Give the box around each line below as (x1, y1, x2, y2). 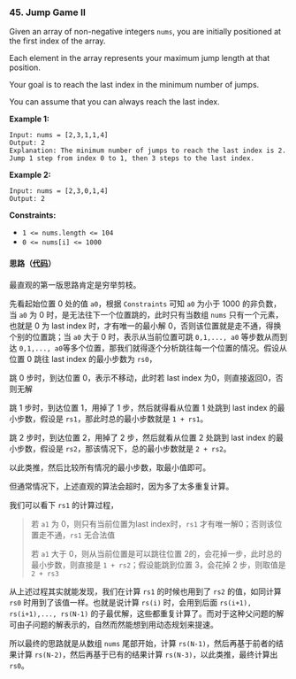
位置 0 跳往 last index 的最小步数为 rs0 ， (9, 353, 157, 364)
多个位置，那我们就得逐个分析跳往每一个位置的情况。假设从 (70, 343, 287, 353)
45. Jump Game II (9, 6, 87, 19)
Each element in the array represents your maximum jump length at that (9, 53, 270, 64)
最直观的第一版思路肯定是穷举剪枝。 (9, 279, 141, 289)
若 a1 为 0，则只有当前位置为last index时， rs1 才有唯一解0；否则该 (30, 518, 275, 529)
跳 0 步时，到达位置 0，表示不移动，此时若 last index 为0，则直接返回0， (9, 372, 276, 382)
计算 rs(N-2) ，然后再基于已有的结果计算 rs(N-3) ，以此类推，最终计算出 (16, 649, 278, 660)
